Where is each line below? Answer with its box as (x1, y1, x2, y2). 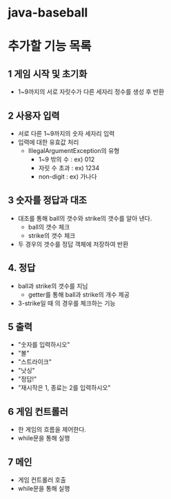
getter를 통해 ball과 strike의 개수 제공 (28, 290, 130, 298)
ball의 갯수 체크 (28, 223, 70, 231)
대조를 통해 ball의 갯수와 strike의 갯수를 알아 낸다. (17, 214, 152, 222)
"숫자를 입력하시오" (17, 340, 70, 349)
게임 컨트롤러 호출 (17, 476, 66, 484)
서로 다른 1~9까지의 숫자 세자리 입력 (17, 130, 115, 137)
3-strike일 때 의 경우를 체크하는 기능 (17, 298, 116, 307)
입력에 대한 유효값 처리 (17, 138, 79, 146)
